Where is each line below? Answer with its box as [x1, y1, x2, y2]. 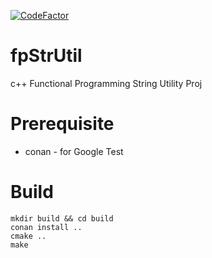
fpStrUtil [10, 45, 83, 67]
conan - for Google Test [24, 145, 124, 157]
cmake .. [10, 231, 47, 241]
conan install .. [10, 222, 83, 232]
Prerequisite [10, 113, 115, 135]
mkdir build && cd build [10, 213, 114, 224]
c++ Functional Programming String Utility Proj [10, 77, 203, 89]
